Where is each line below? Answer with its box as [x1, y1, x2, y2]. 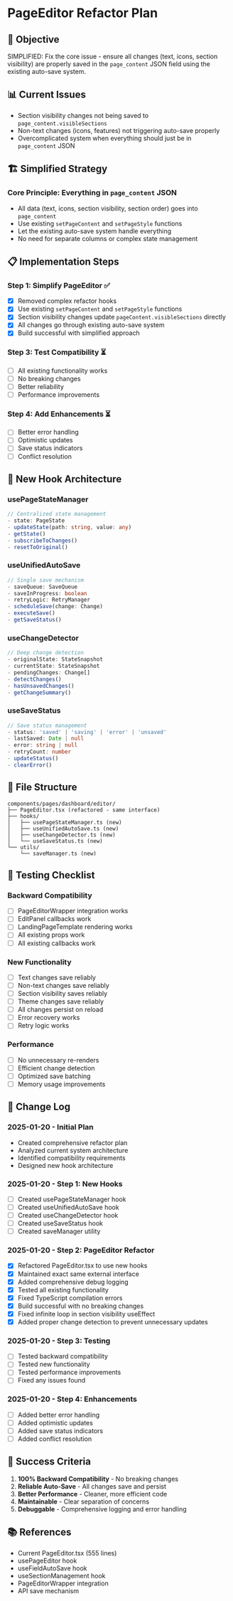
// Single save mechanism [7, 576, 84, 584]
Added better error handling [17, 1410, 100, 1419]
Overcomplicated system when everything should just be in [17, 134, 192, 142]
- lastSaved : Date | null [7, 735, 84, 743]
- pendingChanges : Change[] [7, 669, 91, 676]
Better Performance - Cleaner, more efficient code [17, 1489, 168, 1498]
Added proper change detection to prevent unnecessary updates [17, 1317, 208, 1326]
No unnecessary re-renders [17, 1055, 99, 1064]
